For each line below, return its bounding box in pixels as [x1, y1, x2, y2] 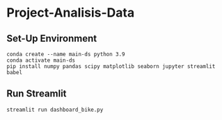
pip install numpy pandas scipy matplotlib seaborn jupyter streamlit [6, 63, 216, 70]
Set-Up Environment [6, 33, 97, 44]
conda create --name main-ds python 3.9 [6, 51, 126, 58]
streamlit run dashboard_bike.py [6, 106, 104, 113]
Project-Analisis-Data [6, 5, 135, 21]
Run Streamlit [6, 88, 67, 100]
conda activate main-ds [6, 57, 76, 64]
